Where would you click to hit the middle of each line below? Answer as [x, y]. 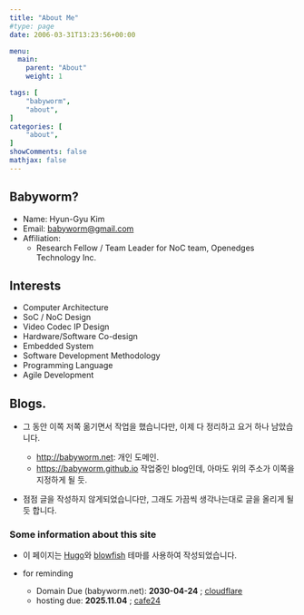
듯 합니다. [39, 511]
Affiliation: [41, 238]
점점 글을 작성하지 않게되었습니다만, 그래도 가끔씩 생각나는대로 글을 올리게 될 [158, 499]
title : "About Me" [44, 18]
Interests [35, 285]
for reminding [48, 573]
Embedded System [58, 347]
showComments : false [49, 152]
